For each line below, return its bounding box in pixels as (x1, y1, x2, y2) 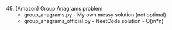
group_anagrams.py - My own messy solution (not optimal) (23, 11, 166, 18)
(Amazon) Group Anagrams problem (15, 5, 103, 12)
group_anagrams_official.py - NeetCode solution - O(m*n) (23, 18, 164, 24)
